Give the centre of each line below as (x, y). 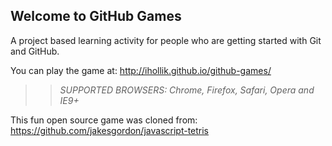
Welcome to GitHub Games (96, 16)
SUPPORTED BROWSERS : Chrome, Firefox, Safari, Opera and (187, 90)
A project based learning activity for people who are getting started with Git (166, 40)
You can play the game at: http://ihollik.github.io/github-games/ (141, 70)
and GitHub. (35, 51)
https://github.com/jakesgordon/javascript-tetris (110, 130)
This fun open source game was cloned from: (104, 120)
